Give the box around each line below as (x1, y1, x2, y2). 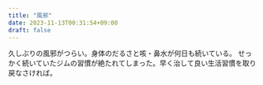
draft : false (8, 26, 51, 34)
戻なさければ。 (8, 68, 57, 78)
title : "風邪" (8, 11, 53, 20)
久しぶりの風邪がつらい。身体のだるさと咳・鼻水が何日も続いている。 (8, 49, 237, 58)
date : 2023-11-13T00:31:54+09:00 (8, 19, 118, 27)
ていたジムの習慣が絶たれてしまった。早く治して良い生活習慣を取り (35, 58, 257, 68)
